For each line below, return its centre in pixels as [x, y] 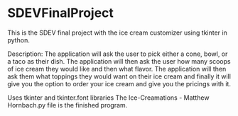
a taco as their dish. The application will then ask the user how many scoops [119, 61]
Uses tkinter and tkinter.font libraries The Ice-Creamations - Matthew [108, 98]
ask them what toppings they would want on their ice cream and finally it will [119, 76]
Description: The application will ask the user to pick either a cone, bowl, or [118, 54]
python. [18, 40]
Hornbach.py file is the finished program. [67, 105]
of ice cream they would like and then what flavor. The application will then [117, 69]
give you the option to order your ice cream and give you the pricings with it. [119, 83]
